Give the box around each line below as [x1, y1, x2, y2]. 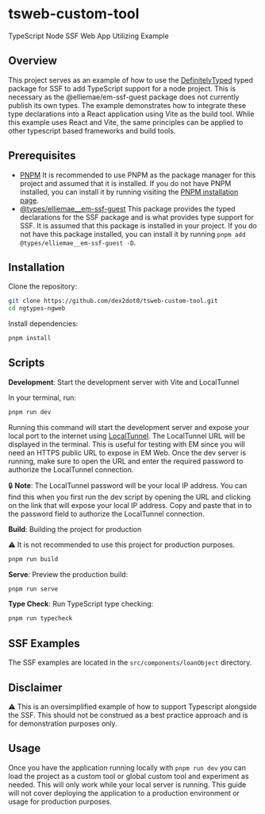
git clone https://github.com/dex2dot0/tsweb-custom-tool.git [8, 297, 218, 305]
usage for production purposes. [8, 797, 113, 806]
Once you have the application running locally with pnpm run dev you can [8, 762, 246, 772]
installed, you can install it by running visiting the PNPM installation [19, 187, 239, 196]
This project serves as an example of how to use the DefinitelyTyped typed [8, 75, 254, 84]
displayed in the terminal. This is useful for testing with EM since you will [8, 439, 246, 449]
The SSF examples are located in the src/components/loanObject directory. [8, 657, 252, 668]
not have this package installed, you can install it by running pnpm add [19, 229, 246, 238]
